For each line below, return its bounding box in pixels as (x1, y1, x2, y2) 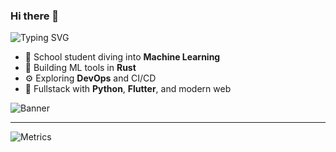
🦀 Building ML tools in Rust (24, 62, 137, 74)
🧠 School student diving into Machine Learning (24, 51, 221, 63)
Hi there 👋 (10, 9, 60, 23)
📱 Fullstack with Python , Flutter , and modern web (24, 83, 232, 95)
